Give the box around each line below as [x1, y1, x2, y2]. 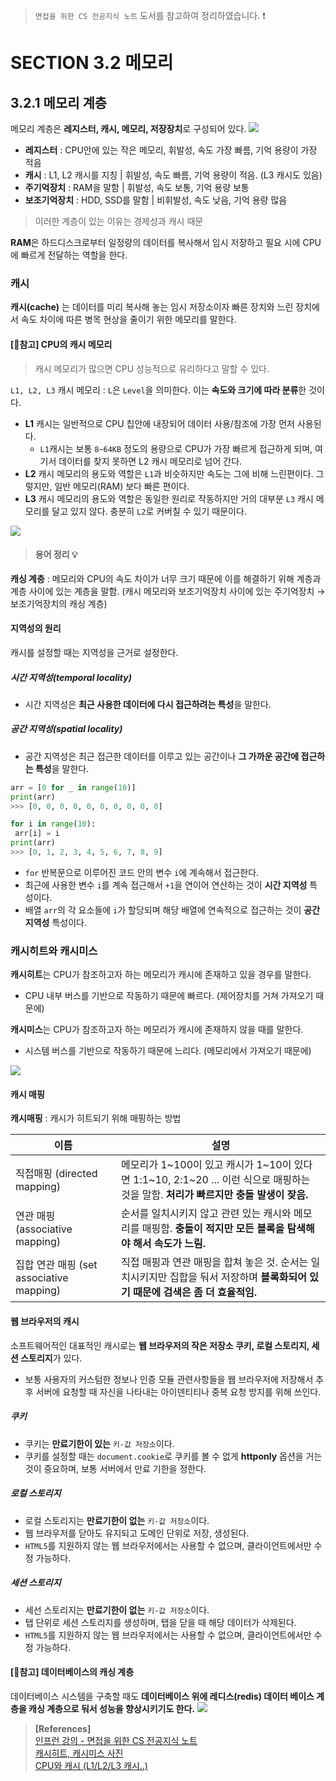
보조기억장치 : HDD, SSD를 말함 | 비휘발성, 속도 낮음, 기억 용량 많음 [24, 194, 288, 206]
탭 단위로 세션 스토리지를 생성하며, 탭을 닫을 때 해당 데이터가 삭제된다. [24, 1616, 297, 1628]
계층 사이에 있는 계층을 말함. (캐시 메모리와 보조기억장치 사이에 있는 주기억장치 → [10, 585, 326, 597]
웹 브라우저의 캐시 [10, 1315, 80, 1328]
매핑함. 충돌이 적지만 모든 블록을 [141, 1222, 285, 1236]
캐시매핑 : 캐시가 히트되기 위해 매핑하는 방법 [10, 1112, 182, 1124]
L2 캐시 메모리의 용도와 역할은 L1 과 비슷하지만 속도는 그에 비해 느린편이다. [24, 467, 314, 479]
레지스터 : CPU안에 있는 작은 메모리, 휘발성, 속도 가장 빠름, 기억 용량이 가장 [24, 144, 318, 156]
